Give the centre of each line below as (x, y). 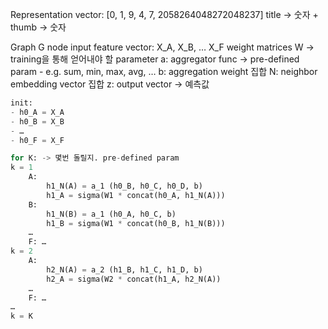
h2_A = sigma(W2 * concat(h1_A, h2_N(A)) (134, 279)
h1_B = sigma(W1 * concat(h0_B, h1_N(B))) (136, 223)
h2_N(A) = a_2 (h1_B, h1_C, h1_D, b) (124, 269)
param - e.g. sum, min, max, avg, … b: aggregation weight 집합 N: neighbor (164, 71)
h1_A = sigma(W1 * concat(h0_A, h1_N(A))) (136, 195)
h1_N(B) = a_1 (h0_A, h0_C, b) (111, 214)
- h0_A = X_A (37, 112)
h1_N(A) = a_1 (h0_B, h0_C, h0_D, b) (124, 186)
